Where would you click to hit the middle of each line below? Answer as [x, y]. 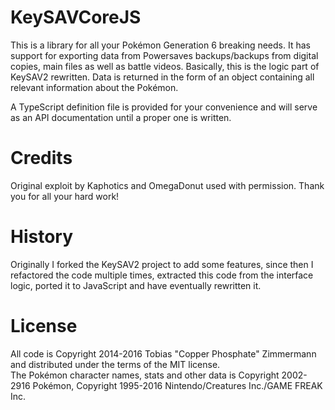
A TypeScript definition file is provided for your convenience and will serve [164, 107]
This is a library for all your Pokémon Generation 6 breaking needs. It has [160, 45]
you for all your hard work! [65, 196]
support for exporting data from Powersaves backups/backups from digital [164, 55]
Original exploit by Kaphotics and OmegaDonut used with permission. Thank [167, 185]
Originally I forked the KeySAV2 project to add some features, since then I [162, 264]
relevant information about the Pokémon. [94, 87]
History [42, 237]
